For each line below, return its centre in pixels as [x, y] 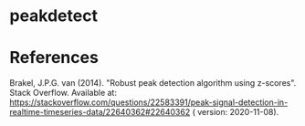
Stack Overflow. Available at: [63, 93]
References [54, 58]
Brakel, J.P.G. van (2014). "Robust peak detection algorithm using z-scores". [153, 83]
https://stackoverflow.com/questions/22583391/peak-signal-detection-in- [149, 102]
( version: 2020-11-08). [236, 112]
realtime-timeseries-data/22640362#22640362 [100, 112]
